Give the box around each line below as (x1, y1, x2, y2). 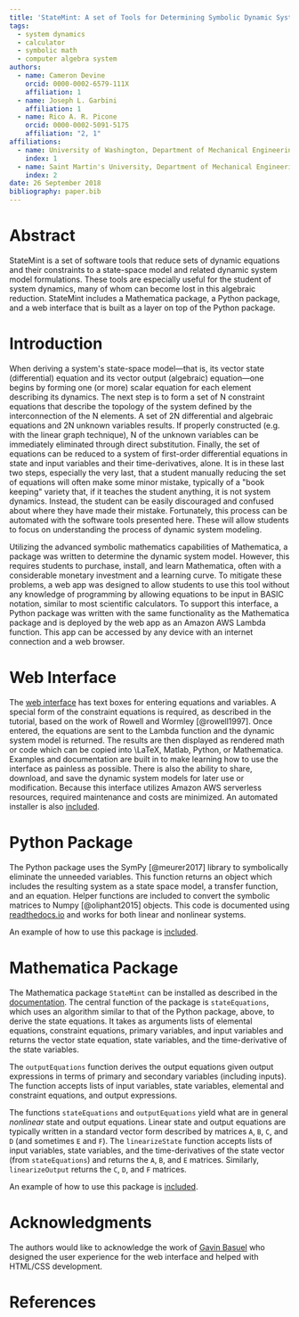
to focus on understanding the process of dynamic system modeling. (9, 523, 263, 535)
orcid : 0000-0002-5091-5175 (25, 121, 129, 130)
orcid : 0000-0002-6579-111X (25, 79, 129, 88)
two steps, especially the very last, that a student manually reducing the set (9, 467, 287, 478)
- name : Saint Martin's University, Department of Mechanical (17, 162, 253, 171)
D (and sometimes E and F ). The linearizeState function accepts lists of (9, 1135, 273, 1146)
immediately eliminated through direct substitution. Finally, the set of (9, 439, 261, 449)
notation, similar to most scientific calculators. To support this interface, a (9, 598, 279, 609)
